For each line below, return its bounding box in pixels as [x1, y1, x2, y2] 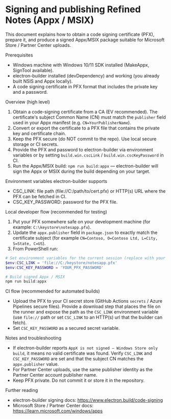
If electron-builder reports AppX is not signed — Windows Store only [12, 345, 158, 351]
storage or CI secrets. [12, 141, 59, 147]
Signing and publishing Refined [5, 4, 141, 15]
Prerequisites [5, 52, 33, 58]
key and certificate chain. [12, 130, 66, 136]
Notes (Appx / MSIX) [5, 14, 94, 26]
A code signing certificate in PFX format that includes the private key [12, 83, 158, 90]
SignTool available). [12, 67, 54, 73]
